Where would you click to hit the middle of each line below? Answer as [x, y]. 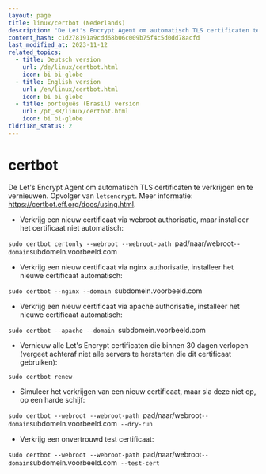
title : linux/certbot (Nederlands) [67, 23]
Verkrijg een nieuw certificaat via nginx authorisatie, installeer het [126, 267]
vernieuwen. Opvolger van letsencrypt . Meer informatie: [101, 196]
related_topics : [35, 52]
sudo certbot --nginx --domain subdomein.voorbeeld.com [105, 291]
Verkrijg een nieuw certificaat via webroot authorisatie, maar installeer [134, 220]
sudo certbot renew [40, 377]
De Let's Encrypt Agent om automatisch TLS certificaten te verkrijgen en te [131, 187]
